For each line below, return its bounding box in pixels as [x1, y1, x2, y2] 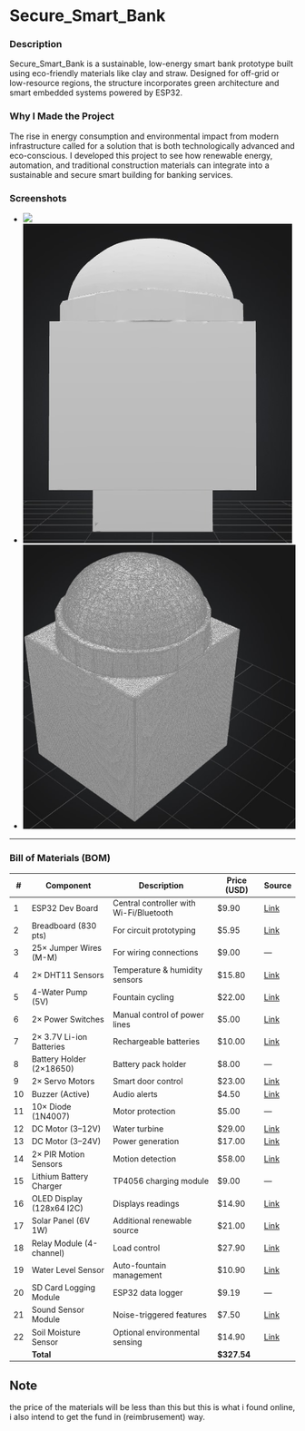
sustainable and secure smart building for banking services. [9, 169, 233, 180]
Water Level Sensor [31, 1265, 104, 1276]
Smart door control [113, 1076, 183, 1087]
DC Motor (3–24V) [31, 1136, 102, 1147]
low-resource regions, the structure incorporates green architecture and [9, 78, 280, 89]
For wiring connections [113, 947, 199, 958]
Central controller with [113, 897, 197, 908]
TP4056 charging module [113, 1176, 210, 1187]
